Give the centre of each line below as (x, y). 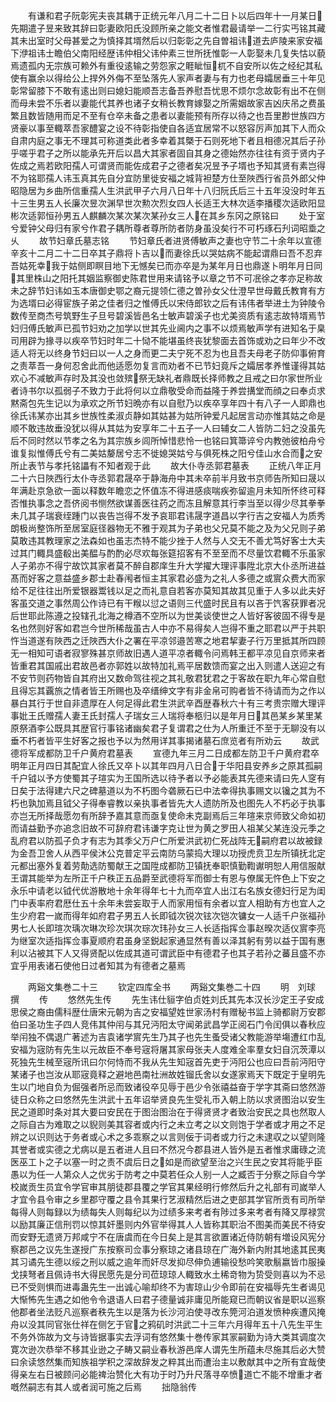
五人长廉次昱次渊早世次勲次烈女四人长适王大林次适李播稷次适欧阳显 (185, 203)
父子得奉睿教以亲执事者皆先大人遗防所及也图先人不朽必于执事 (198, 803)
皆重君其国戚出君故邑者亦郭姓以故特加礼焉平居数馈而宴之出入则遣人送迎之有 (168, 665)
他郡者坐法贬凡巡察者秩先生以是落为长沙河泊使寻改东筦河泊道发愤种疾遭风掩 (168, 1312)
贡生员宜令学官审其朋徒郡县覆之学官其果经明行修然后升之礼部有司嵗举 (172, 1187)
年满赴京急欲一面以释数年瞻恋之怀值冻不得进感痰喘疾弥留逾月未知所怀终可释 (168, 490)
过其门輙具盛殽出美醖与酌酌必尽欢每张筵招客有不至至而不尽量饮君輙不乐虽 (163, 553)
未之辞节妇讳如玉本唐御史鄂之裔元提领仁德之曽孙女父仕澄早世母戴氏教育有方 (168, 290)
